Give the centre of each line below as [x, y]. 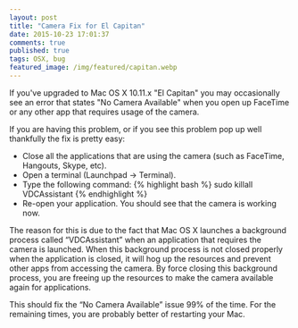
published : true [39, 51]
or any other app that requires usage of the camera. [104, 112]
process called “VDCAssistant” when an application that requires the [135, 240]
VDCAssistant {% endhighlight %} [85, 194]
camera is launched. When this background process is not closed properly [146, 249]
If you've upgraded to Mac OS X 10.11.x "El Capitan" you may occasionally [145, 93]
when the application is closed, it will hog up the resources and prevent [140, 258]
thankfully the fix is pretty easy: [67, 139]
